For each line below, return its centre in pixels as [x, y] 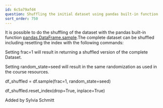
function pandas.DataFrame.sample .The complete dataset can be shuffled [80, 37]
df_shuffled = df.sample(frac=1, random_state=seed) [58, 81]
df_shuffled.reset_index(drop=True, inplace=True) [55, 91]
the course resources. [27, 72]
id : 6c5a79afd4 [20, 9]
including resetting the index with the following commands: [64, 43]
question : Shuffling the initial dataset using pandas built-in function [82, 14]
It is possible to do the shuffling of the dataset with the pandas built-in [76, 33]
